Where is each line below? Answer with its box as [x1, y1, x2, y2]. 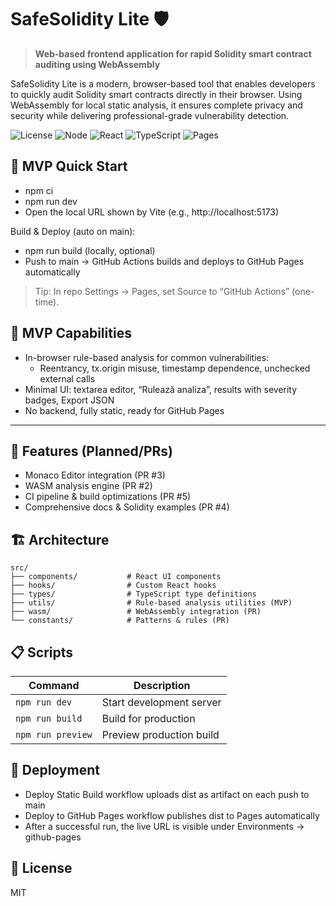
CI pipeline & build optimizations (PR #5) [24, 491, 192, 503]
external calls [39, 372, 96, 385]
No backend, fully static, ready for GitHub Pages [24, 404, 225, 416]
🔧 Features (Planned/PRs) [10, 442, 173, 460]
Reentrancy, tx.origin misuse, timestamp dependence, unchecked [39, 362, 311, 374]
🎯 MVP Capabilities [10, 325, 132, 342]
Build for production [101, 712, 196, 725]
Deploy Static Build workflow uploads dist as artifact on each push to [24, 788, 310, 800]
